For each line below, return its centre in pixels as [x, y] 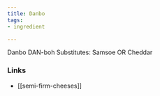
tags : [15, 20]
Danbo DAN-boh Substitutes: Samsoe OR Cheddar [80, 52]
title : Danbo [26, 14]
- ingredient [26, 26]
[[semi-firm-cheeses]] [50, 86]
